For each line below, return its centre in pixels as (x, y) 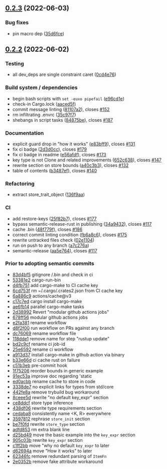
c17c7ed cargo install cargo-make (47, 301)
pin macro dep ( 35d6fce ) (38, 33)
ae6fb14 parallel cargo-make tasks (48, 307)
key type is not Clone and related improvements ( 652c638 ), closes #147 (87, 160)
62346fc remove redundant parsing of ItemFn (59, 456)
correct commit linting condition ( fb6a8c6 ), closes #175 (70, 235)
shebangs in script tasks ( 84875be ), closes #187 (63, 120)
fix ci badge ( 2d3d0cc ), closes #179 (50, 149)
